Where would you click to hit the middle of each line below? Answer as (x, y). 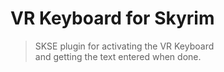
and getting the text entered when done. (118, 56)
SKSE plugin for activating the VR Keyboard (124, 46)
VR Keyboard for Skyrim (112, 18)
